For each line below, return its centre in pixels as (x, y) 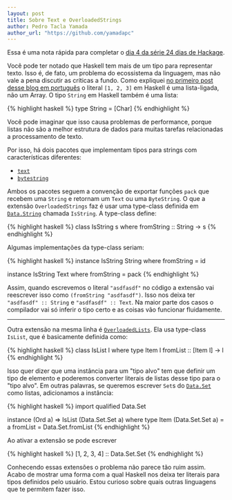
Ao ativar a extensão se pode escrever (62, 441)
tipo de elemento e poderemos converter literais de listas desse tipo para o (114, 378)
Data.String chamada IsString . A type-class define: (82, 213)
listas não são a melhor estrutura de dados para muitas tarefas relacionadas (115, 129)
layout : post (26, 13)
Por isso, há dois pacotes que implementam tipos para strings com (102, 150)
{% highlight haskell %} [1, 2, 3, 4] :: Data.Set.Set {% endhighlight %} (105, 454)
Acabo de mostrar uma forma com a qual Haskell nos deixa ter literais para (113, 474)
